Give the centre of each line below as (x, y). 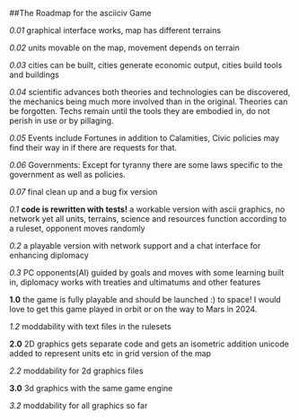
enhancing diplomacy (49, 255)
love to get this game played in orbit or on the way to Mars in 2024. (133, 309)
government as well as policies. (67, 175)
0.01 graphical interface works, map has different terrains (115, 30)
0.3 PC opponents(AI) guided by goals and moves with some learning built (147, 272)
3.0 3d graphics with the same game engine (91, 388)
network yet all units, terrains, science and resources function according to (148, 219)
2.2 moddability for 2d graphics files (76, 371)
